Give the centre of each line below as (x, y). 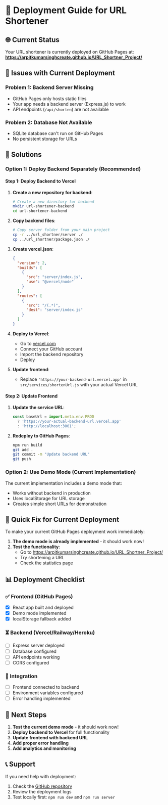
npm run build (27, 445)
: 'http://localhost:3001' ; (47, 426)
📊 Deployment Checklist (45, 579)
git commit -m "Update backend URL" (51, 455)
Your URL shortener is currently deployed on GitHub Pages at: (70, 52)
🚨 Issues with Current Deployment (60, 73)
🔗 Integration (21, 676)
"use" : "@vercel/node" (50, 282)
